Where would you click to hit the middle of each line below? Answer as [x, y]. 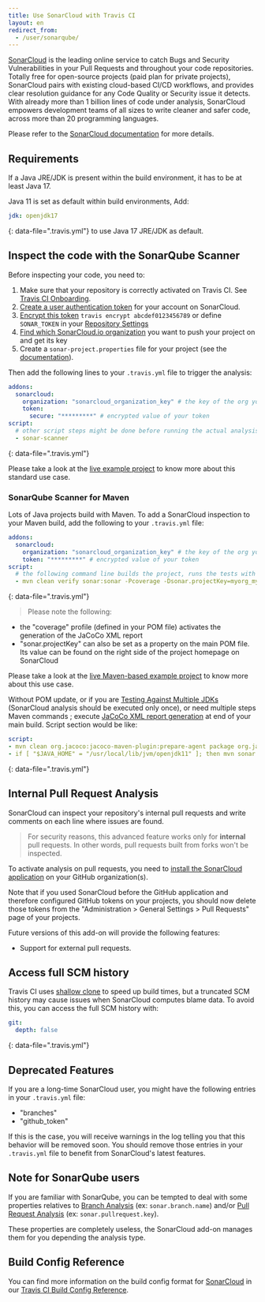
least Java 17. [30, 186]
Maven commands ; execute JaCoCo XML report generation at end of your [130, 716]
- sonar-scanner [42, 438]
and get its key [43, 340]
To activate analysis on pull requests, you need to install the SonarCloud [125, 868]
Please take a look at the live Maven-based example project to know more [128, 676]
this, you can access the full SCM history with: [84, 1008]
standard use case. [39, 477]
